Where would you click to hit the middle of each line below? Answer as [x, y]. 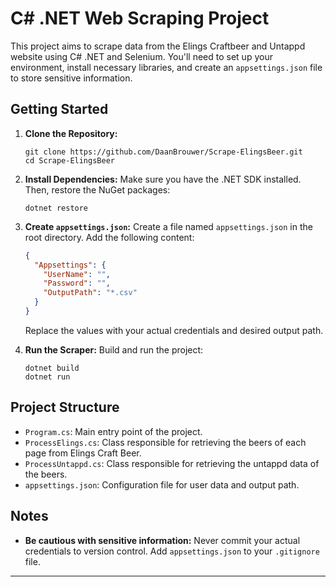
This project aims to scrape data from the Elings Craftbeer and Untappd [158, 46]
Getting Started [59, 109]
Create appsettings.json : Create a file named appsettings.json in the [168, 226]
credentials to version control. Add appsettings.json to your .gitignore [172, 551]
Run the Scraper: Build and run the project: [114, 349]
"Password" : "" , [77, 283]
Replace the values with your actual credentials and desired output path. [174, 330]
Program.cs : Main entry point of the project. [113, 431]
